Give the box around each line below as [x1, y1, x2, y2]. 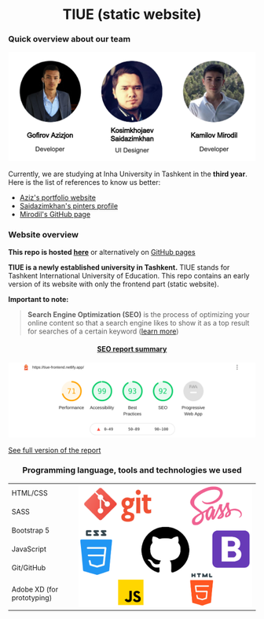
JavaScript [11, 544, 47, 554]
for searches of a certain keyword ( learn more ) [27, 326, 179, 336]
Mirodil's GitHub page [19, 210, 91, 219]
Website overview [8, 230, 79, 241]
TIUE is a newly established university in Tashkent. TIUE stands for [8, 262, 230, 272]
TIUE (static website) [62, 6, 202, 24]
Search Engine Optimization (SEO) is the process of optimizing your [27, 309, 250, 319]
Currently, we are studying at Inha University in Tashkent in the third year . [8, 169, 247, 179]
